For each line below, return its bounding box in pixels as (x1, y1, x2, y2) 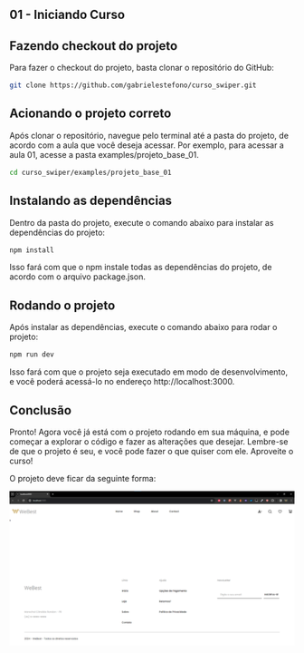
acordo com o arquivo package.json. (9, 271, 147, 282)
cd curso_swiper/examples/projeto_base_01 (9, 168, 172, 177)
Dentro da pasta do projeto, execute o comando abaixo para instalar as (9, 217, 274, 228)
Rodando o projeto (9, 297, 116, 313)
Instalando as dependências (9, 193, 173, 209)
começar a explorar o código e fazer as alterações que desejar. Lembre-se (9, 435, 289, 447)
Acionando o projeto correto (9, 106, 172, 122)
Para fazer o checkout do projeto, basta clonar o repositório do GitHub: (9, 63, 274, 73)
